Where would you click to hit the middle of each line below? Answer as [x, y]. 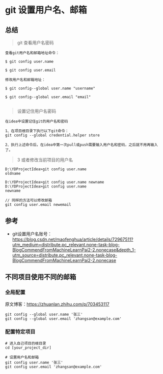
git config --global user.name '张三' [44, 314]
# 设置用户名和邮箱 [22, 357]
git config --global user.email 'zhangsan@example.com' [63, 319]
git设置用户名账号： [32, 234]
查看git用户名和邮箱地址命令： [32, 53]
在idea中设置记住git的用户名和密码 [37, 121]
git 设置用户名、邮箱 [46, 10]
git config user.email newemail [38, 205]
